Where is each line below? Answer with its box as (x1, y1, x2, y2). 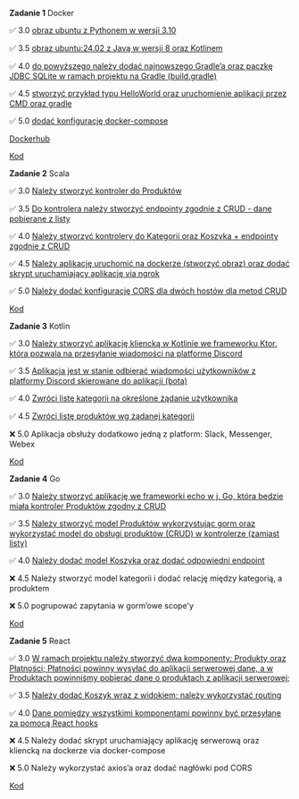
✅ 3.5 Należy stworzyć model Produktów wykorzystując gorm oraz (9, 518, 256, 529)
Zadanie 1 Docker (9, 8, 74, 18)
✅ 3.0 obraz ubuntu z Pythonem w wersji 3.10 (9, 25, 177, 35)
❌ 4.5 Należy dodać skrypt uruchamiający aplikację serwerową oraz (9, 735, 260, 745)
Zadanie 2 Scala (9, 168, 70, 178)
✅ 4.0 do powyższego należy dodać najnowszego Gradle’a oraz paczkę (9, 61, 274, 71)
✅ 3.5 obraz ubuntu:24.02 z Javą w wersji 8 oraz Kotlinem (9, 43, 223, 53)
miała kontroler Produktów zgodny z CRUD (9, 501, 167, 511)
